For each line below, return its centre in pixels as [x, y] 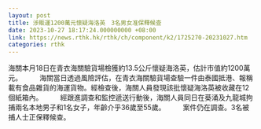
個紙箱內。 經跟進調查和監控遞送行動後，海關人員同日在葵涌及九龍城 [127, 98]
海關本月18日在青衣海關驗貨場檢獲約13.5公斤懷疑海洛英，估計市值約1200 [126, 68]
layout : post [29, 15]
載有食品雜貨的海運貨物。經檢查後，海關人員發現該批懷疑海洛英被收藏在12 [129, 88]
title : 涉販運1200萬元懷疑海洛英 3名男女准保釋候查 [85, 23]
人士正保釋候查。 [42, 117]
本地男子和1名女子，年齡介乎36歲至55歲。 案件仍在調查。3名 [136, 108]
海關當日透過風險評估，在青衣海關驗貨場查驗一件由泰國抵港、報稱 [146, 78]
